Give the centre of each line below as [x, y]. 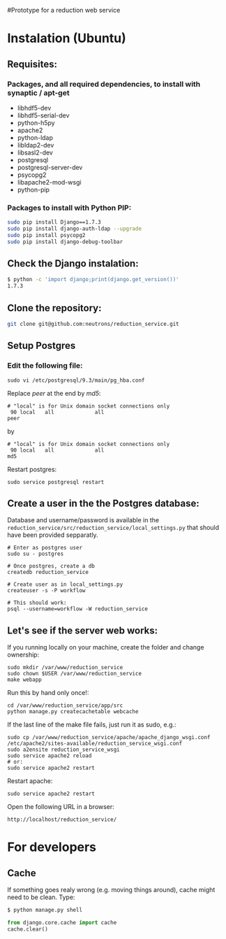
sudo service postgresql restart [56, 482]
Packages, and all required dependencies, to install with [104, 84]
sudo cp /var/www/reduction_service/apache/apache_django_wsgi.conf [109, 738]
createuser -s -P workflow [46, 591]
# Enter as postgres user [45, 548]
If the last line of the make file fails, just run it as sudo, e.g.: [92, 725]
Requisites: [32, 64]
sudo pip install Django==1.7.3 [54, 222]
